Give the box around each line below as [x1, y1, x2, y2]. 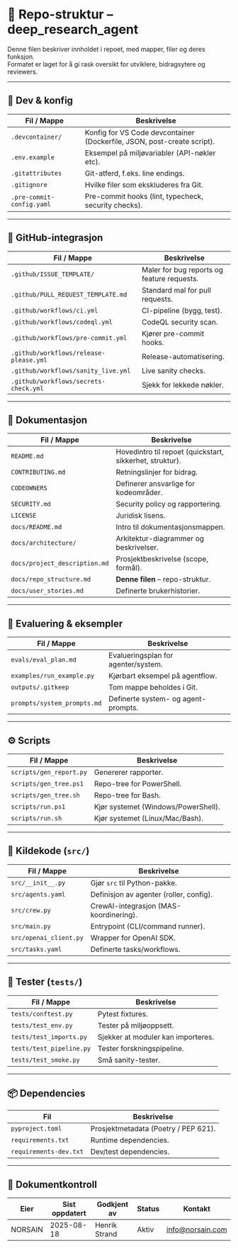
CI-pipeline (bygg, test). [141, 305, 222, 315]
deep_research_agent [7, 21, 139, 38]
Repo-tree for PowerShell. [93, 779, 182, 788]
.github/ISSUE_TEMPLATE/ [11, 270, 95, 278]
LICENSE [11, 511, 37, 520]
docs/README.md [11, 523, 62, 531]
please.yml [11, 356, 47, 364]
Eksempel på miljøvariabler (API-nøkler [84, 148, 216, 158]
